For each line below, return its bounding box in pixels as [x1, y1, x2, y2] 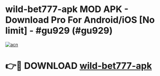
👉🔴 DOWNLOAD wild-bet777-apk [5, 60, 152, 71]
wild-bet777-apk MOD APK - [5, 4, 129, 15]
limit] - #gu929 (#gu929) [5, 25, 113, 36]
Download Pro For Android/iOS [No [5, 14, 155, 26]
